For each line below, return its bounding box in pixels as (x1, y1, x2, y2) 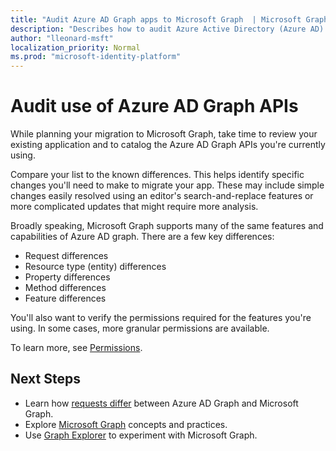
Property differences (24, 271, 111, 283)
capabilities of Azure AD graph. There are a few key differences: (10, 231, 275, 243)
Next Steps (10, 371, 81, 388)
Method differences (24, 282, 107, 294)
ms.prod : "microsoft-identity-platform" (10, 52, 182, 62)
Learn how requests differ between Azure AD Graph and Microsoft (24, 397, 299, 409)
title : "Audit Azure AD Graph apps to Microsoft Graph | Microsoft (10, 14, 302, 25)
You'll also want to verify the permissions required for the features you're (10, 312, 312, 324)
